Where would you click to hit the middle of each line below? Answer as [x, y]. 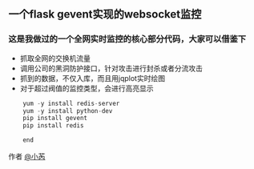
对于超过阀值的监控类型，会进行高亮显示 [87, 88]
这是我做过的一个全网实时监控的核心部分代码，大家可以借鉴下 [127, 39]
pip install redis [53, 126]
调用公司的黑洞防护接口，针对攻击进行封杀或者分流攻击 [111, 68]
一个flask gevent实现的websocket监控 [105, 14]
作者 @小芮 [27, 157]
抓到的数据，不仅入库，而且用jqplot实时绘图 [93, 78]
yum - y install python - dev [68, 111]
